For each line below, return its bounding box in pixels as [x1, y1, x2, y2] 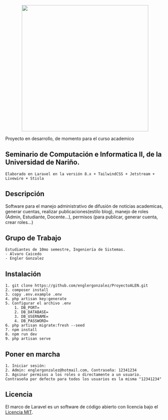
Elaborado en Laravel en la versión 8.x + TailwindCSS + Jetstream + [5, 171, 155, 176]
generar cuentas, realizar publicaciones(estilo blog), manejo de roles [5, 208, 149, 214]
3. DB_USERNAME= [14, 314, 49, 319]
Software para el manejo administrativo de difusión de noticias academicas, [5, 203, 163, 209]
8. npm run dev [5, 332, 37, 337]
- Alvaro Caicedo [5, 252, 42, 257]
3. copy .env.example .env [5, 292, 62, 297]
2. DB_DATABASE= [14, 310, 49, 315]
